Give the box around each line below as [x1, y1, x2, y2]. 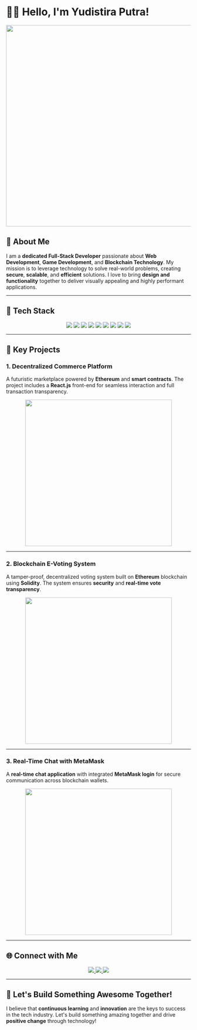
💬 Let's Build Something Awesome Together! [6, 990, 172, 1000]
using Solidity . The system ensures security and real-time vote [6, 579, 161, 586]
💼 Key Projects [6, 345, 60, 354]
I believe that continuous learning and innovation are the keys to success [6, 1005, 186, 1012]
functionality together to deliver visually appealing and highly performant [6, 277, 184, 284]
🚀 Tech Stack [6, 306, 55, 316]
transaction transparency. [6, 388, 69, 395]
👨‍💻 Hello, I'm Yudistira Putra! [6, 5, 150, 19]
